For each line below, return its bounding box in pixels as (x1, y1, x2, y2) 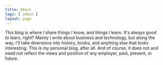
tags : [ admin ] (5, 12, 38, 17)
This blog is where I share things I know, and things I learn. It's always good (5, 30, 157, 36)
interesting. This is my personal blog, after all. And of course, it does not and (5, 45, 159, 51)
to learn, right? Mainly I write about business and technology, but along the (5, 35, 155, 41)
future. (5, 56, 18, 62)
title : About (5, 7, 32, 12)
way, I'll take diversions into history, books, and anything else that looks (5, 40, 149, 46)
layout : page (5, 16, 32, 21)
